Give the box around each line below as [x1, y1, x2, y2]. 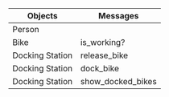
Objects [27, 10, 58, 21]
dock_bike [80, 63, 119, 74]
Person [12, 24, 39, 34]
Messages [97, 10, 139, 21]
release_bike [80, 50, 129, 61]
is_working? [80, 37, 126, 47]
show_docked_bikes [80, 76, 157, 87]
